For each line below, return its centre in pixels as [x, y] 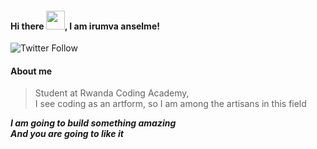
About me [31, 71]
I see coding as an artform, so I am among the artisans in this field [170, 104]
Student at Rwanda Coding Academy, [112, 93]
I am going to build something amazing [93, 123]
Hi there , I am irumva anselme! [85, 26]
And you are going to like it [67, 134]
